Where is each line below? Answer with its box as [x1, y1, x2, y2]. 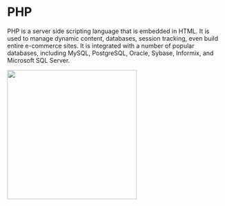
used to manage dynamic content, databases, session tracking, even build [7, 34, 219, 42]
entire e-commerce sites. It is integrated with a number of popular [7, 41, 195, 50]
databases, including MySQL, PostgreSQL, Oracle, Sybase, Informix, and [7, 49, 214, 57]
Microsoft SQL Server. [7, 56, 70, 64]
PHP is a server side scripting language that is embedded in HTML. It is [7, 27, 210, 35]
